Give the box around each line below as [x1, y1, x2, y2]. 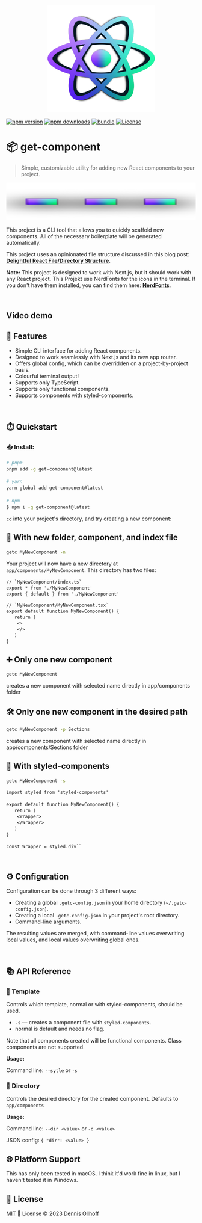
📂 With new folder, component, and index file [6, 532, 179, 543]
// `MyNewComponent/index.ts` [6, 579, 82, 585]
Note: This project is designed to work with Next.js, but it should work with [6, 268, 191, 276]
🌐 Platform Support [6, 1154, 81, 1164]
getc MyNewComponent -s [6, 778, 66, 784]
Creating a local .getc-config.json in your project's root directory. [14, 912, 180, 919]
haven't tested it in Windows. [6, 1177, 78, 1184]
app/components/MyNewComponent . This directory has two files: [6, 566, 156, 573]
